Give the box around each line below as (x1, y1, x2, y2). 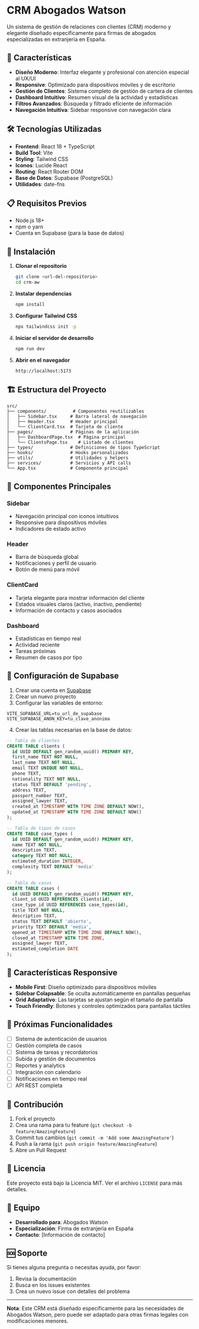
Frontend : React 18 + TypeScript (15, 143, 95, 150)
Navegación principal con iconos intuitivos (15, 513, 119, 520)
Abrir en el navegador (15, 356, 70, 364)
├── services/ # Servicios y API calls (6, 460, 132, 466)
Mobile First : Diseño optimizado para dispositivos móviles (15, 983, 157, 991)
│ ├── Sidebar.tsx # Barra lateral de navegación (6, 413, 147, 420)
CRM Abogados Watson (6, 4, 126, 17)
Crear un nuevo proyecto (15, 693, 76, 700)
